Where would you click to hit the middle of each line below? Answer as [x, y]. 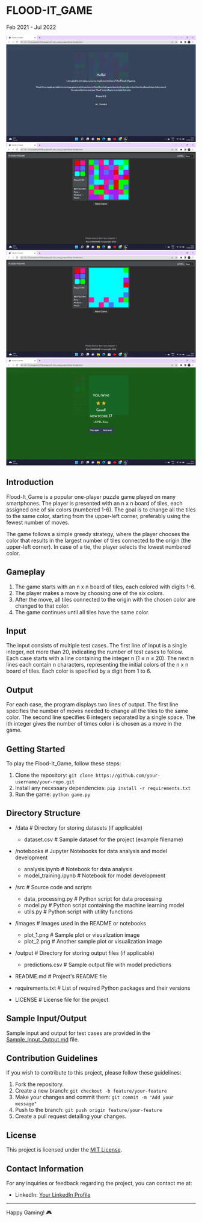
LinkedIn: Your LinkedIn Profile [53, 1195]
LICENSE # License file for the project [62, 999]
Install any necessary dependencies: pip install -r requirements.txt [103, 788]
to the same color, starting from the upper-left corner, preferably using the [98, 516]
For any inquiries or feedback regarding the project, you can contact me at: [99, 1183]
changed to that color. [42, 606]
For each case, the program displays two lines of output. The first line [92, 705]
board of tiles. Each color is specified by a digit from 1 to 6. [79, 671]
